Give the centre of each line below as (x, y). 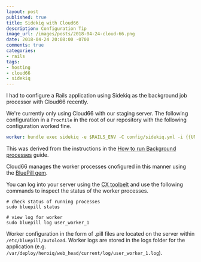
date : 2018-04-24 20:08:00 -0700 (48, 39)
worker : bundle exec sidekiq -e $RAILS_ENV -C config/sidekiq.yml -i (95, 137)
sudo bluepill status (33, 207)
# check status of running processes (53, 202)
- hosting (19, 67)
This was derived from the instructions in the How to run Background (91, 148)
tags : (13, 62)
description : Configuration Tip (46, 28)
